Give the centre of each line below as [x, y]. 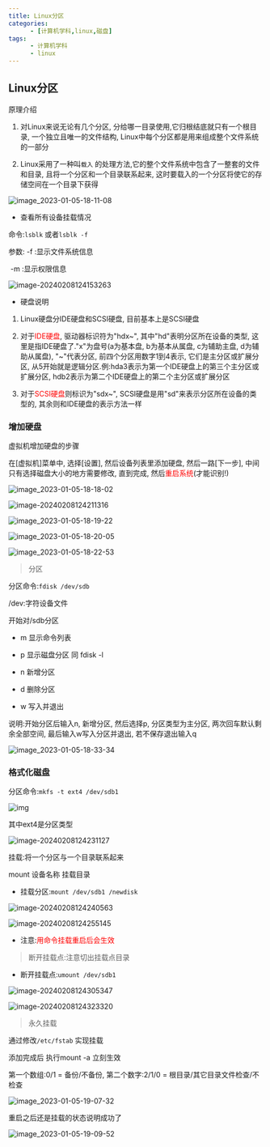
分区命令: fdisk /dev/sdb [49, 586]
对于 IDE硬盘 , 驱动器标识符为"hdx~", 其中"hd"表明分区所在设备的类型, [135, 336]
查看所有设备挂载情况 [55, 217]
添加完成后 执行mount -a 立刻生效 [65, 1058]
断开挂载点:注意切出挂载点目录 [79, 958]
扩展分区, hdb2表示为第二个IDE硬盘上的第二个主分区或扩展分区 [125, 376]
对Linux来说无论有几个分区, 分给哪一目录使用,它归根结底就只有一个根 [135, 126]
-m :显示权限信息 [38, 269]
